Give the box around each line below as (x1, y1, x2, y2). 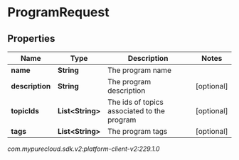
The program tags (107, 127, 168, 136)
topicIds (11, 106, 39, 115)
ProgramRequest (7, 4, 110, 21)
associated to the (107, 106, 166, 115)
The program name (107, 65, 172, 75)
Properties (7, 33, 55, 45)
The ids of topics (107, 97, 164, 107)
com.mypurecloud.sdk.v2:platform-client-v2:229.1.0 (7, 144, 160, 153)
